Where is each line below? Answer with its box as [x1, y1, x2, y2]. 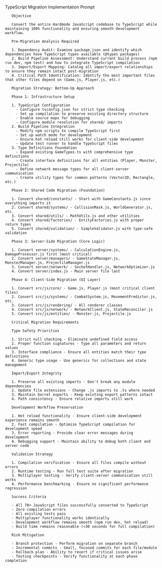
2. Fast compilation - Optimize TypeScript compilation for [11, 422, 136, 427]
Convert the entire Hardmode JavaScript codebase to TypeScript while [11, 22, 158, 27]
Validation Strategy [11, 452, 53, 457]
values [5, 345, 18, 350]
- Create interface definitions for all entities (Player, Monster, [16, 158, 158, 163]
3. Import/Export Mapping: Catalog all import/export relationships [11, 65, 153, 70]
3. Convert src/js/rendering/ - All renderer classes [11, 303, 123, 308]
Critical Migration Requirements [11, 320, 79, 325]
